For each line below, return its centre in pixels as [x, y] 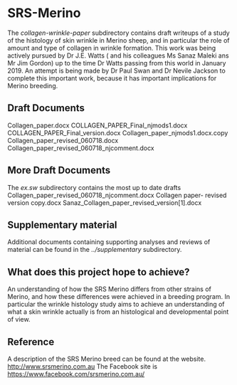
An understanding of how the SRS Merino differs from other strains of [109, 289]
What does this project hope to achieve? [99, 272]
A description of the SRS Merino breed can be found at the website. [107, 359]
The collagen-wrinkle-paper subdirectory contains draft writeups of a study [118, 33]
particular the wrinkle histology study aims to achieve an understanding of [116, 305]
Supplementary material [62, 225]
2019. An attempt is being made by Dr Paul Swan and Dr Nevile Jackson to [116, 70]
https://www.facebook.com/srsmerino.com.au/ [76, 374]
